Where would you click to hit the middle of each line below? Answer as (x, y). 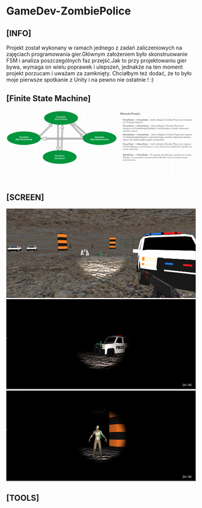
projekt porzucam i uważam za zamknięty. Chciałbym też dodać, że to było (99, 73)
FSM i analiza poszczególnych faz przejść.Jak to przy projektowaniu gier (96, 60)
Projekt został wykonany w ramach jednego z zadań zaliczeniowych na (94, 48)
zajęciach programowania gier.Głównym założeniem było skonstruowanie (97, 54)
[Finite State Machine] (49, 98)
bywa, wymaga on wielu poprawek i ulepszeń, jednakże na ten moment (95, 67)
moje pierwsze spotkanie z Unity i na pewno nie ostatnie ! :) (80, 80)
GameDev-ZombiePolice (69, 11)
